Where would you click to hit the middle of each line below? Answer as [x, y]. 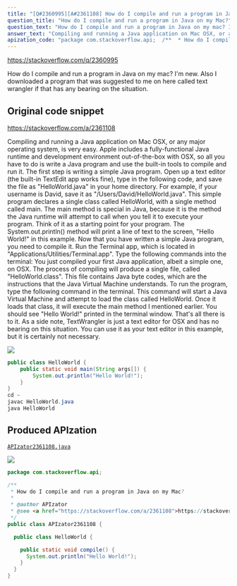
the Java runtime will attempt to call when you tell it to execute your [105, 216]
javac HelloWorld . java [41, 402]
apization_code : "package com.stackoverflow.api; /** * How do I [109, 40]
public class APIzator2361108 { [55, 524]
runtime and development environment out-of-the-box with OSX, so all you [116, 157]
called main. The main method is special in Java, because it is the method [115, 209]
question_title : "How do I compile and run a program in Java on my [110, 20]
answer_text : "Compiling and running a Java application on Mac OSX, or [116, 33]
